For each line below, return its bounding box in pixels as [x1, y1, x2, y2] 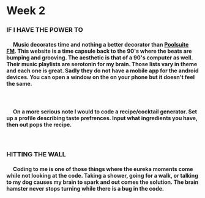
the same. [6, 80, 32, 87]
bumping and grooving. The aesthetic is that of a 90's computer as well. [6, 53, 193, 61]
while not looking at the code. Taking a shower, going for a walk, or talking [6, 172, 199, 179]
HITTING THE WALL [6, 150, 66, 159]
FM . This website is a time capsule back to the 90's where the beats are [6, 47, 192, 55]
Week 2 [6, 4, 46, 18]
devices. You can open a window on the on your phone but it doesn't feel [6, 73, 195, 80]
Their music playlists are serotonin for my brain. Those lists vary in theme [6, 60, 198, 67]
